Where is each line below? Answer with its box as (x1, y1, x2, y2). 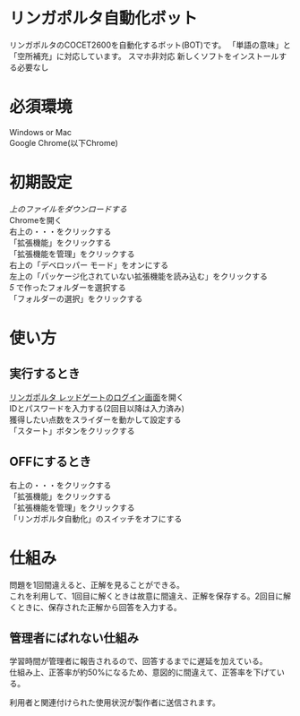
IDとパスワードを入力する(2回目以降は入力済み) (9, 402, 185, 413)
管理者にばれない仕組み (9, 630, 139, 645)
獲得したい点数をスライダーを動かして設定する (9, 414, 182, 425)
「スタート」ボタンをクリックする (9, 425, 135, 436)
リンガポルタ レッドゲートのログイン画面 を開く (9, 392, 184, 402)
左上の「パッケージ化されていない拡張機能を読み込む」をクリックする (9, 271, 269, 281)
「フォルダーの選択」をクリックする (9, 293, 143, 304)
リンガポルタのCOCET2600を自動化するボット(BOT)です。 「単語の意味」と (9, 39, 291, 50)
